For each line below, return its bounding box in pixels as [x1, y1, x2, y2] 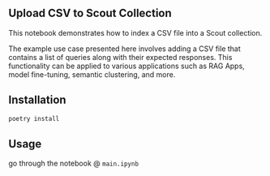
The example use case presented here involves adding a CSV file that [8, 44, 241, 54]
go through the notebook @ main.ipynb [8, 158, 139, 169]
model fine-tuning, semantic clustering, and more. [8, 69, 176, 79]
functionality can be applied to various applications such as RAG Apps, [8, 61, 245, 71]
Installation [8, 93, 66, 107]
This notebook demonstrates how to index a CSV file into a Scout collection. [8, 28, 263, 37]
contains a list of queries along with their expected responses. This [8, 52, 233, 62]
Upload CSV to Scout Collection [8, 6, 172, 20]
